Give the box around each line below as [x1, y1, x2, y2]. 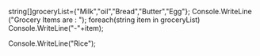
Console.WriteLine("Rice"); [8, 39, 97, 48]
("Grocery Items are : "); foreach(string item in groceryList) [8, 15, 201, 24]
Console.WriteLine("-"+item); [8, 24, 105, 32]
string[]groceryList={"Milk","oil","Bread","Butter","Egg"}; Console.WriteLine [8, 7, 252, 16]
